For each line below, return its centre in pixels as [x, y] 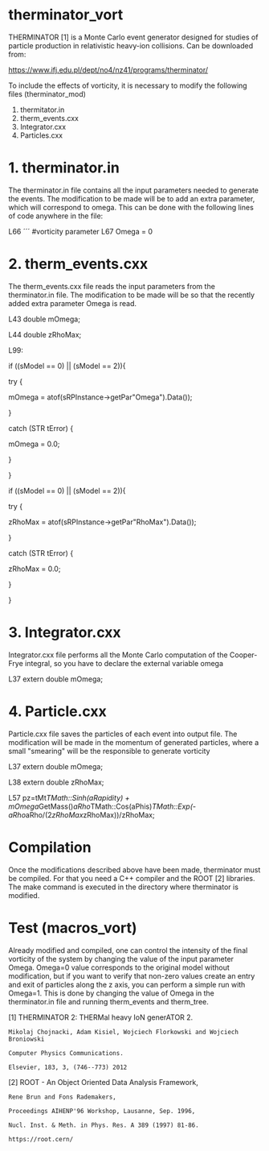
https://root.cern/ [41, 1139]
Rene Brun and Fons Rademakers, [62, 1097]
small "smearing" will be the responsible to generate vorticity [109, 751]
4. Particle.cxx [57, 711]
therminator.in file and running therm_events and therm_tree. [108, 1001]
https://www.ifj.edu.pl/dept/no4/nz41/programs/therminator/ [108, 69]
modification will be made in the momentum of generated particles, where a [134, 742]
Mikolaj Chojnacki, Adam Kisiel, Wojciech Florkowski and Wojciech [124, 1032]
